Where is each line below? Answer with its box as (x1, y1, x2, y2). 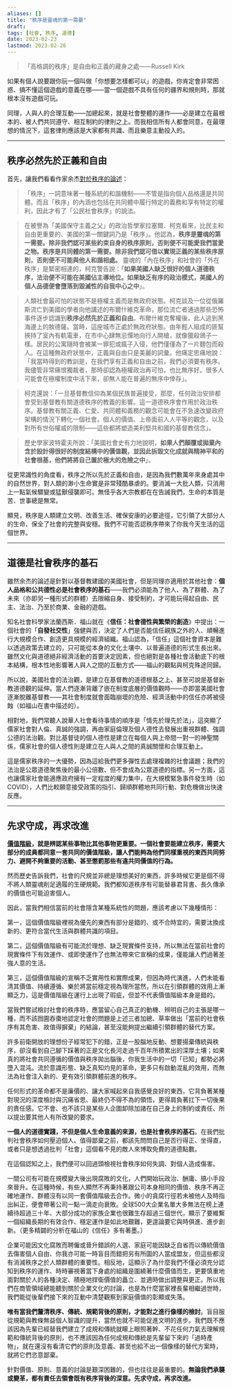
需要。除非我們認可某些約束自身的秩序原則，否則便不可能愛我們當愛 (30, 238, 224, 246)
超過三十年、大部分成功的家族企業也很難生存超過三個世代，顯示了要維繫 (19, 1209, 225, 1217)
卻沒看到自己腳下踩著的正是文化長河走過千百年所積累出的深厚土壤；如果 (19, 1046, 225, 1055)
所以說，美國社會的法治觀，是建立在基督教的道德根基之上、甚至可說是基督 (7, 675, 219, 684)
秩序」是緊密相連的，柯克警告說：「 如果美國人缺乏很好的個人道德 (23, 264, 209, 273)
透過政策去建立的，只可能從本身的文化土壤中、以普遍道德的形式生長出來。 (12, 643, 225, 651)
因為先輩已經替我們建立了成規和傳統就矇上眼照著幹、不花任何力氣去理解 (12, 1325, 219, 1333)
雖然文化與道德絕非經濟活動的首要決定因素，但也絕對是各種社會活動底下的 (7, 652, 219, 660)
